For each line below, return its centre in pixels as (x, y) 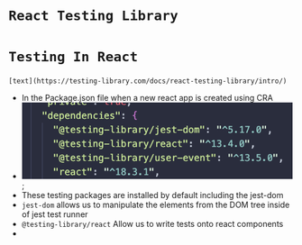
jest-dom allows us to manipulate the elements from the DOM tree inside (156, 204)
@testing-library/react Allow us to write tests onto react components (152, 223)
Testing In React (73, 57)
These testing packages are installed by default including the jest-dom (152, 195)
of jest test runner (55, 214)
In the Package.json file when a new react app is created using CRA (147, 98)
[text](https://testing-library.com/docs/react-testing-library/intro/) (148, 81)
